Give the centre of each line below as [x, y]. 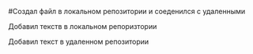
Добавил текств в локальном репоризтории [83, 26]
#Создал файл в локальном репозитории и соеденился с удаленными [127, 11]
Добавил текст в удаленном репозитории [79, 41]
